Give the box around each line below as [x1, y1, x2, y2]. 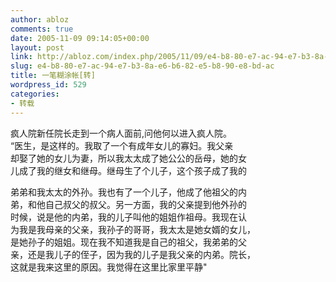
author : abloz [10, 14, 70, 25]
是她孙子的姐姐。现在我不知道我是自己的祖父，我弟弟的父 [10, 236, 247, 248]
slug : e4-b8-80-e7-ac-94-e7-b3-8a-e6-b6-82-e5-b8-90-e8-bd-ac [10, 61, 275, 71]
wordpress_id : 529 [10, 80, 87, 90]
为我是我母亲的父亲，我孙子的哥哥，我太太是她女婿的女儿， [10, 223, 256, 235]
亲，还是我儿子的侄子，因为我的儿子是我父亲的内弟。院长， [10, 248, 256, 260]
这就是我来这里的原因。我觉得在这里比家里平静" [10, 261, 208, 273]
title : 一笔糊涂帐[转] [10, 71, 96, 81]
